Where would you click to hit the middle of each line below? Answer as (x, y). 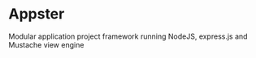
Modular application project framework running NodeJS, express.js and (128, 36)
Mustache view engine (46, 44)
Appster (37, 14)
